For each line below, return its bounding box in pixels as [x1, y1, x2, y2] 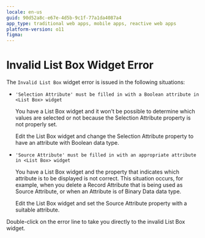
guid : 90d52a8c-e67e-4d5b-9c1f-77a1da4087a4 [6, 15, 122, 21]
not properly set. [15, 121, 58, 128]
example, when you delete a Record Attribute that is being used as [15, 182, 183, 189]
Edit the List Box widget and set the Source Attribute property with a [15, 200, 187, 207]
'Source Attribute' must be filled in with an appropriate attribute [15, 152, 197, 158]
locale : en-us [6, 9, 43, 15]
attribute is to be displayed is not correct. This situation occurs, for [15, 175, 184, 182]
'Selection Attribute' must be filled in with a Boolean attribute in [15, 91, 199, 98]
